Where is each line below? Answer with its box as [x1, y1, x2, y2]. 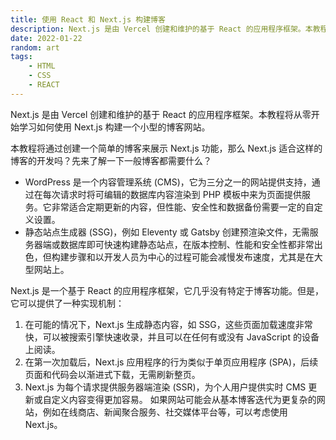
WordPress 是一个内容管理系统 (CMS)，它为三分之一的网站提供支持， [24, 176, 312, 188]
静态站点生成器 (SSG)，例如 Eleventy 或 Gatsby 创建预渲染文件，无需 [24, 226, 310, 238]
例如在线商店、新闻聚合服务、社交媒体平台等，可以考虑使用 [42, 406, 288, 418]
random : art [10, 42, 60, 53]
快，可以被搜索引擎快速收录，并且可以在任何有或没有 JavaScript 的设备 [24, 331, 320, 343]
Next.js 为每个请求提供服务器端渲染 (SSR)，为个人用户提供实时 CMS [24, 381, 307, 393]
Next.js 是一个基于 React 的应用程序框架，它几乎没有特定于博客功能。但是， [10, 284, 325, 296]
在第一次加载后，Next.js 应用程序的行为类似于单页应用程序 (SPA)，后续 [24, 356, 319, 368]
